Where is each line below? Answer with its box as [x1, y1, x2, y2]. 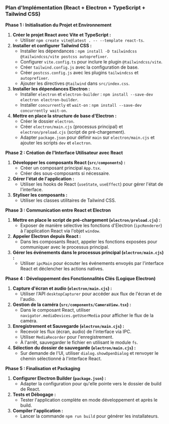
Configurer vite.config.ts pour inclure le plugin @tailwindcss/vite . [20, 59, 163, 65]
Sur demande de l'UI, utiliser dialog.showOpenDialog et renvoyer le [20, 350, 159, 356]
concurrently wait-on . [20, 107, 67, 113]
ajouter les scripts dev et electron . [20, 140, 92, 146]
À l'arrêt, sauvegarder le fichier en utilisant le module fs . [20, 340, 138, 346]
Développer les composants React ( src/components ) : [12, 160, 126, 166]
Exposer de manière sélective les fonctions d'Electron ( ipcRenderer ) [20, 223, 162, 229]
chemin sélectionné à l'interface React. [20, 355, 102, 362]
